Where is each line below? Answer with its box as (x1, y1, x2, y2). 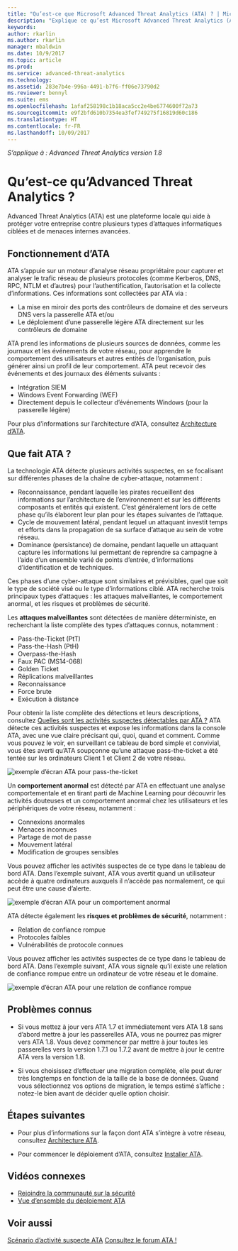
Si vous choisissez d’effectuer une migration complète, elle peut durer (17, 1066, 222, 1075)
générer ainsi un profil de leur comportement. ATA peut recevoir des (7, 362, 207, 370)
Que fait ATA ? (7, 448, 72, 460)
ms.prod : (7, 63, 33, 70)
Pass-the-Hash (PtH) (17, 641, 79, 650)
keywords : (7, 23, 37, 31)
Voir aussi (7, 1217, 52, 1229)
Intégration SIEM (17, 383, 67, 392)
